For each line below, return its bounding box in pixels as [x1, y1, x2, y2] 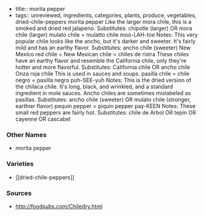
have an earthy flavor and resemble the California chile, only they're [15, 57, 187, 64]
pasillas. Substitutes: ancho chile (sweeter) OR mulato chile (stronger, [15, 96, 191, 103]
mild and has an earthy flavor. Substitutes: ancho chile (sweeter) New [15, 44, 191, 51]
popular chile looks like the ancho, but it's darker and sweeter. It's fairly [15, 38, 196, 45]
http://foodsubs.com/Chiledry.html [15, 203, 103, 210]
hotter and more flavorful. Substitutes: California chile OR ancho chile [15, 63, 191, 71]
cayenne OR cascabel [15, 115, 71, 123]
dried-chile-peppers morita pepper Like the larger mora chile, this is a [15, 18, 192, 25]
